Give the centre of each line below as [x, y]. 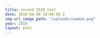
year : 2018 [16, 23]
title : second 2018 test [31, 10]
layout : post [18, 28]
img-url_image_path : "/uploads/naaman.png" [50, 19]
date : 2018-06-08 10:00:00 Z [35, 14]
